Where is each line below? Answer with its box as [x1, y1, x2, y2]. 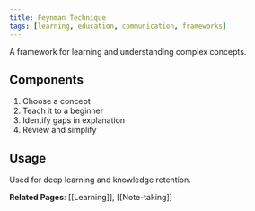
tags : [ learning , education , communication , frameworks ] [9, 22, 227, 31]
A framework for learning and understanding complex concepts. [9, 46, 247, 57]
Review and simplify [22, 125, 97, 136]
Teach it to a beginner [22, 105, 104, 117]
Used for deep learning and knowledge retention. [9, 174, 191, 185]
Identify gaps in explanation [22, 115, 126, 126]
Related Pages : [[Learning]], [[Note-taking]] [9, 192, 173, 203]
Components [9, 72, 84, 87]
